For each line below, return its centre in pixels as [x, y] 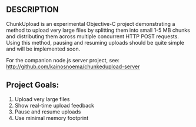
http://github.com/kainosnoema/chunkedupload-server [73, 66]
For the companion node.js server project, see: [63, 60]
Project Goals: [33, 85]
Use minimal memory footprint [52, 118]
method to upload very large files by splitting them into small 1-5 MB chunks [98, 30]
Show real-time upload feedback [54, 105]
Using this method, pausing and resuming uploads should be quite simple [95, 42]
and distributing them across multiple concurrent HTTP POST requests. [93, 36]
